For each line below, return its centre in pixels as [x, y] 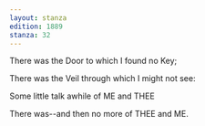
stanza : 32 [30, 35]
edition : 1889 [36, 26]
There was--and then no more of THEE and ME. [99, 114]
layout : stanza [38, 18]
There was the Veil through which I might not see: [102, 79]
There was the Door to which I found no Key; [93, 61]
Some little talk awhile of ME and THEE [82, 96]
